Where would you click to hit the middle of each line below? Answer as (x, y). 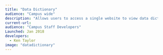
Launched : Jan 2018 (25, 32)
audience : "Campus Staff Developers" (43, 27)
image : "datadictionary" (30, 45)
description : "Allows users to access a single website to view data (77, 18)
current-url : (18, 23)
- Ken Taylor (23, 41)
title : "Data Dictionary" (31, 9)
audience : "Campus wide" (30, 14)
